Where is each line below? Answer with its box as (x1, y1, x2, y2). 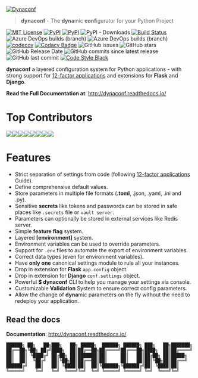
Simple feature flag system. (14, 227, 84, 235)
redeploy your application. (14, 297, 79, 304)
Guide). (14, 176, 33, 184)
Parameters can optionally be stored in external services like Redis (14, 215, 178, 222)
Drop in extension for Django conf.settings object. (14, 272, 141, 279)
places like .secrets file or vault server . (14, 209, 115, 216)
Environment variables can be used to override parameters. (14, 240, 161, 247)
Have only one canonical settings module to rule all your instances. (14, 259, 180, 267)
